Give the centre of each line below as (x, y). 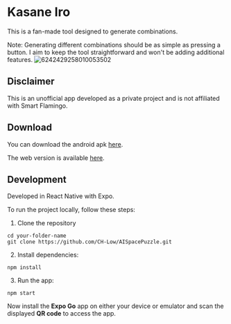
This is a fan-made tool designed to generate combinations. (93, 31)
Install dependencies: (48, 255)
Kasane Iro (39, 12)
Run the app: (35, 281)
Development (37, 179)
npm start (22, 293)
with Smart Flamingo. (37, 106)
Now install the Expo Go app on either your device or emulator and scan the (115, 306)
